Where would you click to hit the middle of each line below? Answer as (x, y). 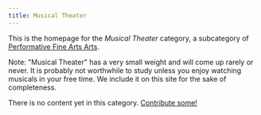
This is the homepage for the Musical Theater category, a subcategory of (129, 38)
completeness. (33, 87)
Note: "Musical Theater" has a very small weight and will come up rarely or (131, 62)
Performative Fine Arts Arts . (54, 46)
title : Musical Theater (48, 15)
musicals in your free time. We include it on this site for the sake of (117, 79)
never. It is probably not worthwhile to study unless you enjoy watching (125, 70)
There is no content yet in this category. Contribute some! (103, 102)
